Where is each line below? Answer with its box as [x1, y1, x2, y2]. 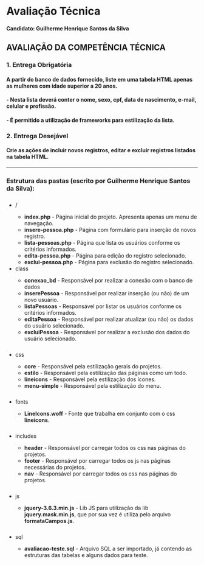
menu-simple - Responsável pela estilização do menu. [24, 382, 161, 389]
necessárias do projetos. [24, 464, 86, 471]
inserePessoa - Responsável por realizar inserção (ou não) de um [24, 290, 189, 297]
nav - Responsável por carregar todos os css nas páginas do [24, 470, 177, 477]
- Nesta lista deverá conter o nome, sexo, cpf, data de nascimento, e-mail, [6, 96, 197, 104]
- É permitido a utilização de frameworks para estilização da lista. [6, 116, 175, 124]
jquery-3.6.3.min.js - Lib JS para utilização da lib [24, 504, 149, 511]
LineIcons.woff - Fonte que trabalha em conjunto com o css [24, 410, 175, 417]
